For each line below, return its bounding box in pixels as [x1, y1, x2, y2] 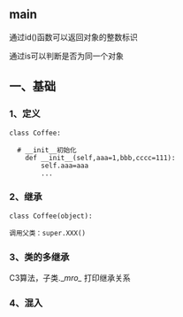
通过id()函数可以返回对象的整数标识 [9, 31, 139, 43]
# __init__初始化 [17, 145, 77, 154]
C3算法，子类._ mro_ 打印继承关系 [9, 273, 131, 283]
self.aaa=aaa [41, 161, 89, 170]
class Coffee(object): [9, 212, 93, 220]
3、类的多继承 [9, 251, 70, 263]
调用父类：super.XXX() [9, 228, 87, 237]
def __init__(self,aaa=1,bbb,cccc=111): [25, 153, 176, 162]
